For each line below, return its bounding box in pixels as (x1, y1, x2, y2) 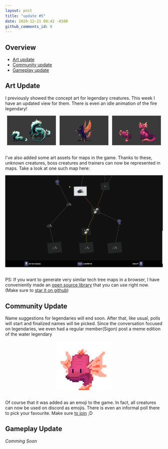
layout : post (5, 8, 32, 13)
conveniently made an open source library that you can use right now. (5, 282, 149, 288)
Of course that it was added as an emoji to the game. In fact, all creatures (5, 399, 156, 405)
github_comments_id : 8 (5, 24, 52, 29)
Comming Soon (5, 438, 37, 444)
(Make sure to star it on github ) (5, 287, 69, 293)
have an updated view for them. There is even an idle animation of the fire (5, 100, 157, 106)
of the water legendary (5, 331, 52, 337)
